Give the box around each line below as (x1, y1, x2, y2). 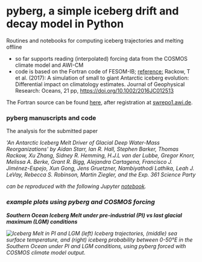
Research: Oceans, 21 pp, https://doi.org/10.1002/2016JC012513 (14, 87, 174, 94)
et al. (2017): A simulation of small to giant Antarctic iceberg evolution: (14, 74, 189, 81)
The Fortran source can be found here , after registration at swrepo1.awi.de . (6, 98, 193, 106)
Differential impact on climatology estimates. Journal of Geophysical (14, 80, 185, 88)
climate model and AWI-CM (14, 61, 84, 69)
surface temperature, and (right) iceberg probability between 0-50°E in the (6, 236, 193, 243)
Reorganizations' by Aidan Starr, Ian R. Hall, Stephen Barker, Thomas (6, 146, 179, 153)
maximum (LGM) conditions (6, 218, 78, 225)
